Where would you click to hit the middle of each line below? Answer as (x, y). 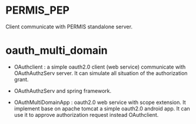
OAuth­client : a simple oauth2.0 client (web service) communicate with (100, 67)
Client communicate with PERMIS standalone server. (69, 27)
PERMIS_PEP (38, 10)
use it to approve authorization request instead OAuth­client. (86, 115)
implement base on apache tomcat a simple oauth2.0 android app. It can (102, 108)
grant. (21, 79)
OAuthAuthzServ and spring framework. (63, 91)
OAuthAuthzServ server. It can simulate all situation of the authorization (101, 73)
